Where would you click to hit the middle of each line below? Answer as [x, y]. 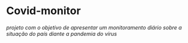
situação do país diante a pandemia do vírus [62, 34]
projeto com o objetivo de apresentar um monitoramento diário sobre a [94, 27]
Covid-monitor [43, 11]
